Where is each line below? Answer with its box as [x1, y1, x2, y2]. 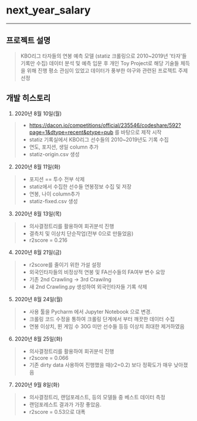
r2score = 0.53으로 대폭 [29, 408, 86, 415]
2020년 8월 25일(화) [14, 335, 63, 342]
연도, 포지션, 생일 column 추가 [29, 143, 98, 150]
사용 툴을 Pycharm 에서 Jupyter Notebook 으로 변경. [29, 308, 152, 315]
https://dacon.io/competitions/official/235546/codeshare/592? [29, 122, 181, 129]
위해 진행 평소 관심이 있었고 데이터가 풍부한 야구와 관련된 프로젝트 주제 [26, 67, 188, 74]
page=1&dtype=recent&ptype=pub [29, 129, 114, 136]
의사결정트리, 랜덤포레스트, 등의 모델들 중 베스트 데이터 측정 [29, 393, 166, 400]
